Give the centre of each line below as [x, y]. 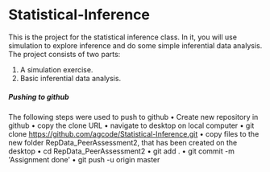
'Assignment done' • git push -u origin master [84, 159]
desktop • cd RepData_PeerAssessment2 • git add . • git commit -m [122, 151]
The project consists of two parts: [64, 54]
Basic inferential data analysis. [71, 78]
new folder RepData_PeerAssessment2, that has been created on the [123, 142]
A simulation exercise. [56, 69]
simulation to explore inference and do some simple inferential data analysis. [135, 45]
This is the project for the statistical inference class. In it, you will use [123, 37]
